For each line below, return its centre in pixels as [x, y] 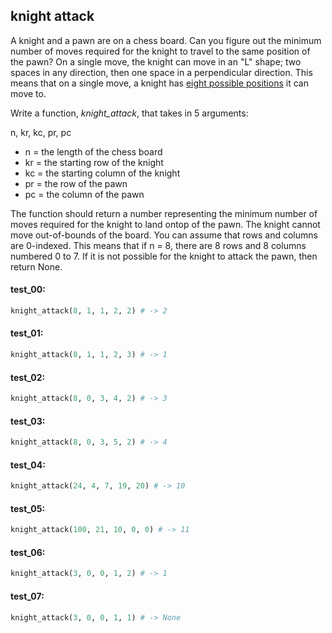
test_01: [27, 333]
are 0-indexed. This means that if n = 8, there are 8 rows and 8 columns [158, 245]
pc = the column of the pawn [84, 194]
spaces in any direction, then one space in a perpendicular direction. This [161, 72]
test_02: [28, 377]
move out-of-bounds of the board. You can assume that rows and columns [164, 235]
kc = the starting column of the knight [102, 173]
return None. [36, 266]
